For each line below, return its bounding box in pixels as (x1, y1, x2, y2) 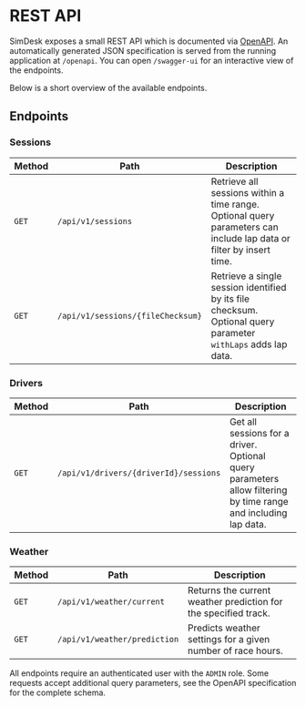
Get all (229, 415, 258, 428)
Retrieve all (210, 175, 259, 188)
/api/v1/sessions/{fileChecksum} (57, 311, 202, 321)
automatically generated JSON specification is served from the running (9, 45, 277, 56)
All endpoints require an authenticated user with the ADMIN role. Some (9, 668, 270, 679)
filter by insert (210, 243, 270, 256)
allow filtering (229, 484, 288, 497)
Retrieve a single (210, 270, 282, 282)
